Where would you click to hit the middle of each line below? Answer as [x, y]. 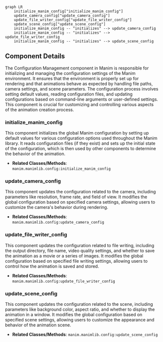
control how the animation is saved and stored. [52, 266]
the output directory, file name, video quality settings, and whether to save [80, 251]
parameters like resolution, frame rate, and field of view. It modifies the [76, 197]
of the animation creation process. [40, 110]
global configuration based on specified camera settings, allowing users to [80, 202]
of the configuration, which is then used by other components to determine [81, 149]
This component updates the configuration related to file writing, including [80, 245]
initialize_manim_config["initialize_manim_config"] [69, 11]
